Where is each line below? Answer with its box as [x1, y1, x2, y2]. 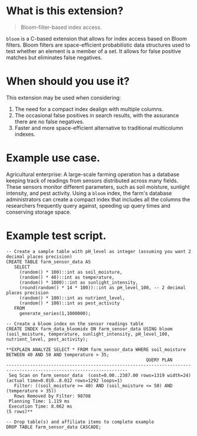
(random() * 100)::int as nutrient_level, [19, 295, 126, 301]
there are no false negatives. [14, 118, 84, 125]
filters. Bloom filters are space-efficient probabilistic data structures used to [6, 41, 191, 48]
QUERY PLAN [146, 357, 173, 363]
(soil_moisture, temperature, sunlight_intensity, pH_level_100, [6, 331, 170, 337]
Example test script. [6, 229, 107, 242]
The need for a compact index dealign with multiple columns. [14, 105, 164, 113]
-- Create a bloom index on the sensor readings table [6, 320, 144, 327]
